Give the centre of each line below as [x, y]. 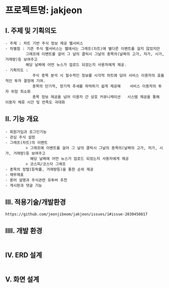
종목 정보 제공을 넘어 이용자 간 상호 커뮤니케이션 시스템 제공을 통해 [96, 97]
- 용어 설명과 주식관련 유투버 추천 [36, 180]
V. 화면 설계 [22, 279]
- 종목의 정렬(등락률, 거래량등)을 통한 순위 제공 [49, 169]
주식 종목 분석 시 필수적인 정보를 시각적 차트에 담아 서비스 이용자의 [94, 76]
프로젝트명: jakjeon [44, 10]
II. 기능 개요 [22, 119]
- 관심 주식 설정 [20, 137]
